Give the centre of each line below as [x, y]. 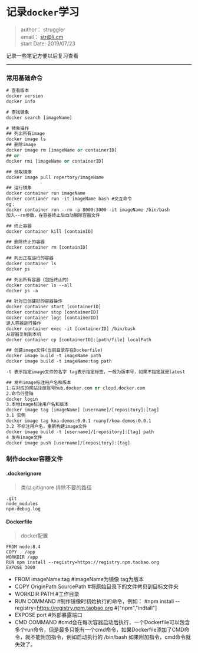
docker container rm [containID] [47, 248]
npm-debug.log [24, 509]
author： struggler [43, 29]
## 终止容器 [19, 226]
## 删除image [21, 145]
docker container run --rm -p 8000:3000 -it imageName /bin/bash [88, 210]
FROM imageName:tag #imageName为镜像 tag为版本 [79, 579]
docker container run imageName [46, 193]
